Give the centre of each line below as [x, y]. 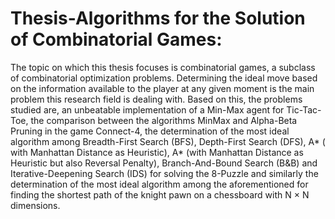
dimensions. [35, 205]
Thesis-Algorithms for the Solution [158, 18]
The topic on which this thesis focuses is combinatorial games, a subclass [163, 67]
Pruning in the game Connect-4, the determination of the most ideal [150, 131]
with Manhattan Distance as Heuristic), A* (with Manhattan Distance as [157, 152]
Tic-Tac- [304, 109]
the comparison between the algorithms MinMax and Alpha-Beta [164, 120]
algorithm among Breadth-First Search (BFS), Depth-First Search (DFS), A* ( [168, 141]
